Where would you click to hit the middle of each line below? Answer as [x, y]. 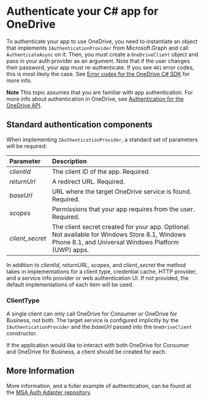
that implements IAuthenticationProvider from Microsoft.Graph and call [97, 48]
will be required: [27, 146]
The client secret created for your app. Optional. [121, 226]
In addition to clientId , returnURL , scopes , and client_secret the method [96, 265]
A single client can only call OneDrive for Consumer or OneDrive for [92, 314]
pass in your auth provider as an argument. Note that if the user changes [98, 61]
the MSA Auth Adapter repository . [49, 392]
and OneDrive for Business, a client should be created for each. [86, 352]
